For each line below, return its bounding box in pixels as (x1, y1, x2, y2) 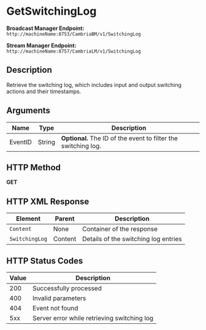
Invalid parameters (32, 294, 86, 302)
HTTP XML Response (6, 196, 90, 206)
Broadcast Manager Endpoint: (6, 24, 85, 32)
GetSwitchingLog (6, 4, 97, 18)
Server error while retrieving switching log (32, 314, 154, 322)
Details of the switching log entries (82, 234, 182, 243)
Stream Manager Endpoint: (6, 42, 77, 49)
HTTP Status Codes (6, 255, 83, 266)
